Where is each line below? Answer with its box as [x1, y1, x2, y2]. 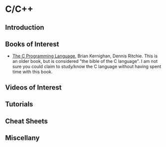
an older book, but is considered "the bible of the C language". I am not [12, 58, 158, 64]
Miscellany [5, 134, 40, 142]
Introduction [5, 23, 45, 32]
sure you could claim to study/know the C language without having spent [12, 63, 162, 70]
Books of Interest [5, 40, 59, 48]
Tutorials [5, 100, 33, 108]
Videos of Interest [5, 83, 62, 92]
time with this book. [12, 69, 53, 75]
